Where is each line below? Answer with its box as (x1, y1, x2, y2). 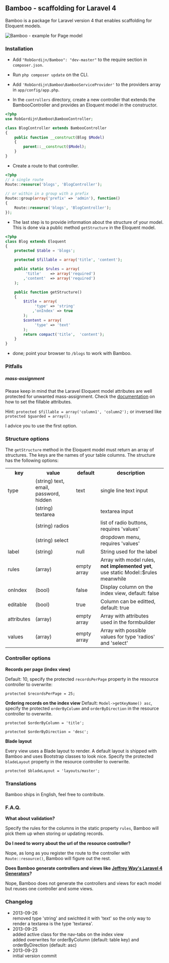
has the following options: (5, 457, 59, 463)
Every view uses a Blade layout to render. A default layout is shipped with (5, 748, 157, 754)
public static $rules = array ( (14, 267, 80, 272)
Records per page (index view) (5, 666, 70, 672)
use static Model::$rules (100, 569, 157, 576)
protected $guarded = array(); (5, 414, 71, 419)
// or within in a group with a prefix (5, 191, 89, 196)
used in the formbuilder (100, 619, 156, 626)
